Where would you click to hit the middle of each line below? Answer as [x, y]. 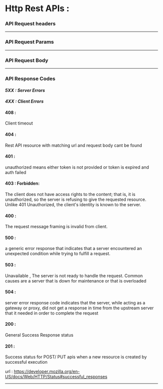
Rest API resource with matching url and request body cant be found [73, 145]
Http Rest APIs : [37, 9]
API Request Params [30, 42]
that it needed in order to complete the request [52, 313]
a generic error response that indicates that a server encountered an [73, 248]
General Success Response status [39, 335]
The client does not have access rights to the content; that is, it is [70, 194]
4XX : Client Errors [24, 101]
